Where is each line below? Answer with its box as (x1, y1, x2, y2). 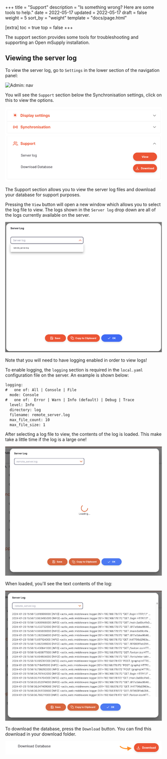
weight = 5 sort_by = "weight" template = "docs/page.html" (5, 15, 127, 20)
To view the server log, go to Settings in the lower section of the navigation (5, 67, 160, 73)
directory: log (9, 407, 41, 412)
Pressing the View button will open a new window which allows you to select (5, 201, 161, 207)
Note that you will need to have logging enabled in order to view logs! (5, 357, 148, 364)
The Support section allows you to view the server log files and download (5, 186, 156, 192)
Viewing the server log (5, 54, 77, 62)
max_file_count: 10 (9, 417, 50, 422)
